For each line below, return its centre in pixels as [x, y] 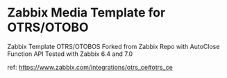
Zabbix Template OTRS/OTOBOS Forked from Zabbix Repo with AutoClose [113, 46]
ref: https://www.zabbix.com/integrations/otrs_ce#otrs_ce [90, 67]
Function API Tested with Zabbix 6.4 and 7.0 [70, 54]
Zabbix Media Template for [86, 13]
